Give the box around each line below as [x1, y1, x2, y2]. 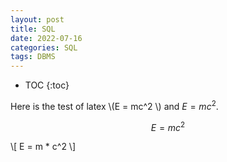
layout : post [10, 14, 65, 25]
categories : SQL [10, 42, 78, 53]
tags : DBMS [10, 52, 56, 62]
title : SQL [10, 24, 56, 34]
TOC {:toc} [24, 79, 70, 91]
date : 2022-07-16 [10, 33, 83, 43]
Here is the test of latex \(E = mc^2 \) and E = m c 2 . [10, 99, 219, 112]
